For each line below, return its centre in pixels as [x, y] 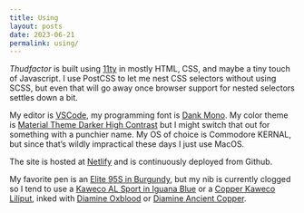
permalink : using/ [44, 43]
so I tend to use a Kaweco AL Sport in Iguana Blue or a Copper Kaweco [142, 189]
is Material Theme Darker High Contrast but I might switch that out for [140, 125]
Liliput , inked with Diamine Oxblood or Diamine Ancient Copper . [128, 198]
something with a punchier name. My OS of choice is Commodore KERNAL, [151, 135]
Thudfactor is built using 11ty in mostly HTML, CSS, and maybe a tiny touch [150, 69]
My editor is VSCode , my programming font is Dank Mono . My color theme [149, 115]
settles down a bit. [44, 98]
